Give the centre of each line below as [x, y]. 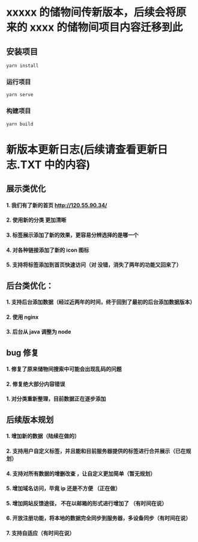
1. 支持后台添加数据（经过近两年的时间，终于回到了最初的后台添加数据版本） [101, 302]
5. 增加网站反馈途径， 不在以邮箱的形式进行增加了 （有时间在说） [87, 503]
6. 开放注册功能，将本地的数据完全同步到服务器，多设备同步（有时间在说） [99, 518]
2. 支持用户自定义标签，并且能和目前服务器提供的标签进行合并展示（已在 [96, 451]
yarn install [22, 66]
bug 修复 [22, 353]
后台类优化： [30, 286]
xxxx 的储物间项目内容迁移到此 [106, 27]
